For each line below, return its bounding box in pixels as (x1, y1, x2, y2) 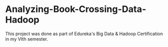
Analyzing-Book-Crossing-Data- (5, 3, 146, 15)
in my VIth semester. (5, 36, 48, 42)
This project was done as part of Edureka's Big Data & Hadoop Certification (5, 30, 163, 36)
